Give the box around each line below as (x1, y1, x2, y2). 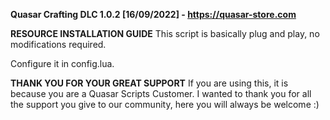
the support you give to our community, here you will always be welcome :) (10, 99, 320, 110)
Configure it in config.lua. (10, 58, 115, 69)
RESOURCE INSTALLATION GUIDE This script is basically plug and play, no (10, 28, 320, 39)
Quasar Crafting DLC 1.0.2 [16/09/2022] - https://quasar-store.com (10, 9, 297, 20)
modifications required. (10, 39, 107, 50)
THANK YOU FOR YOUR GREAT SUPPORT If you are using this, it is (10, 77, 289, 89)
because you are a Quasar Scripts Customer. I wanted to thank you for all (10, 88, 312, 99)
